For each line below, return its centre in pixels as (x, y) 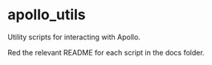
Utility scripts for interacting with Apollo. (74, 37)
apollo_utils (47, 15)
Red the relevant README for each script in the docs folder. (106, 52)
